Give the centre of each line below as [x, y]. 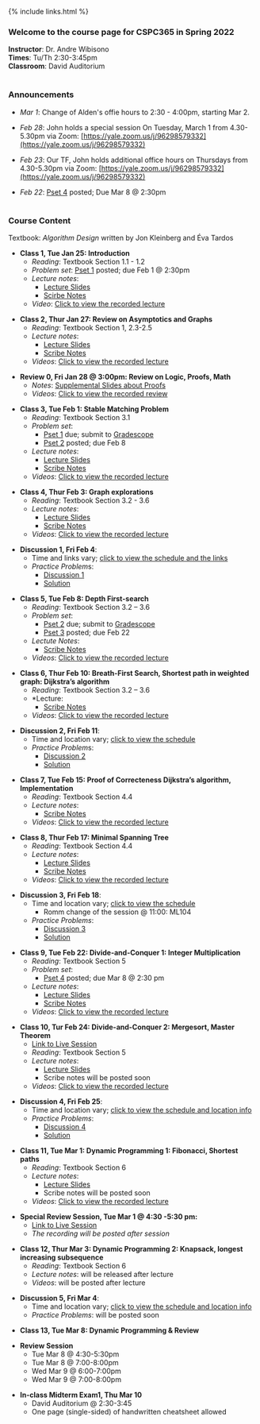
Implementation [46, 789]
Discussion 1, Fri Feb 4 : [58, 550]
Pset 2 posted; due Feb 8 [84, 443]
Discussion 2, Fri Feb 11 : [60, 731]
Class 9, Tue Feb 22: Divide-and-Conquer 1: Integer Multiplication [130, 953]
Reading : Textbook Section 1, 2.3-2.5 [92, 328]
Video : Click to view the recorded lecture [98, 304]
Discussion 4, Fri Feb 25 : [61, 1102]
